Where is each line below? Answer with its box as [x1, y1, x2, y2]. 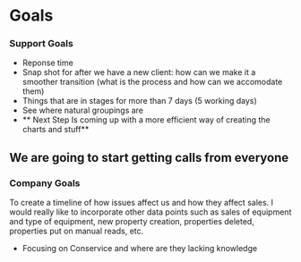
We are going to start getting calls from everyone [9, 149, 289, 165]
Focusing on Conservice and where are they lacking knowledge [21, 243, 258, 254]
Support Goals [9, 38, 73, 50]
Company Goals [9, 176, 81, 189]
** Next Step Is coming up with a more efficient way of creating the [21, 114, 271, 125]
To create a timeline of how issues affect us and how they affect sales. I [9, 198, 274, 208]
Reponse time [21, 57, 73, 68]
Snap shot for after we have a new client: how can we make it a [21, 67, 256, 78]
